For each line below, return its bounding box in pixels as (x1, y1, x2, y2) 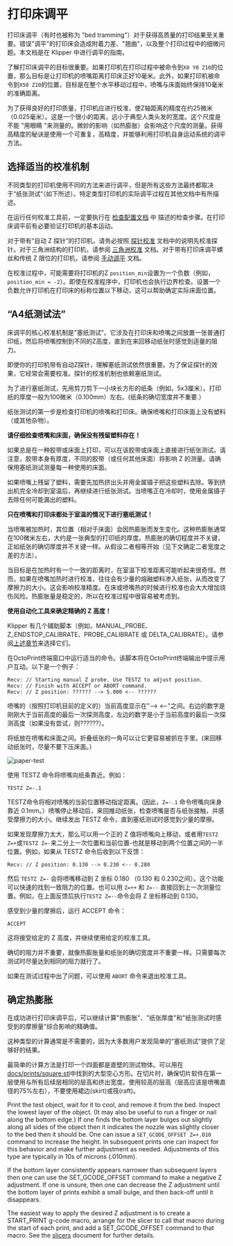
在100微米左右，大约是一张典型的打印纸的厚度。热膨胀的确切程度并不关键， (7, 533, 224, 542)
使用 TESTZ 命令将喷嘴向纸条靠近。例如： (7, 771, 128, 779)
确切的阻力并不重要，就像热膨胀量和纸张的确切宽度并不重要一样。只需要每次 (7, 948, 226, 956)
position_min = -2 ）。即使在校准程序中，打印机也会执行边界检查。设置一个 (7, 277, 221, 285)
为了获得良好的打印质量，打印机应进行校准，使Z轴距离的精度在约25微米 (7, 104, 213, 112)
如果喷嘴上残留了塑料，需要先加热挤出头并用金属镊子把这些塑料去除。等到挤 (7, 478, 226, 486)
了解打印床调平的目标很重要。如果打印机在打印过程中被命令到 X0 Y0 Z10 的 (7, 63, 218, 71)
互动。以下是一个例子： (12, 662, 80, 670)
